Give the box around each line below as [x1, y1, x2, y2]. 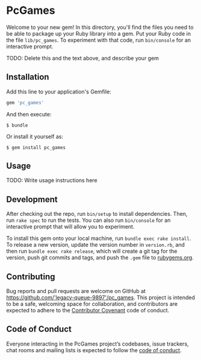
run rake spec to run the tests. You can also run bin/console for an [6, 216, 171, 224]
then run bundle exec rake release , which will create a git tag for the [6, 248, 178, 255]
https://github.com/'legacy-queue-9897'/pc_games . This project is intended [6, 294, 196, 302]
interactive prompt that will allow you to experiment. [6, 223, 135, 230]
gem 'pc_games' [6, 99, 45, 106]
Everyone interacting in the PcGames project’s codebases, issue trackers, [6, 340, 189, 347]
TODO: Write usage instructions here [6, 177, 97, 184]
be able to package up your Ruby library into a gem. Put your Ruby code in [6, 30, 191, 37]
